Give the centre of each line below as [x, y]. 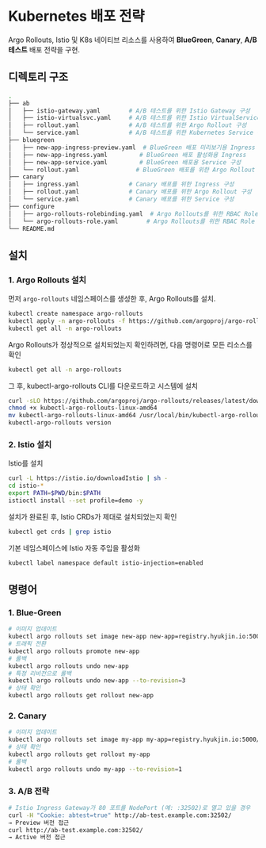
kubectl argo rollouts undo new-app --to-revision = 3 [97, 681]
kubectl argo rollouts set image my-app [76, 740]
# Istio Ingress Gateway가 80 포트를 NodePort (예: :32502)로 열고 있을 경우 [129, 808]
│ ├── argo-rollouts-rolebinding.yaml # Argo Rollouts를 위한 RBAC [125, 214]
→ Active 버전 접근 [37, 838]
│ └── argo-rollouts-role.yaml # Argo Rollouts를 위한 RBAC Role [132, 221]
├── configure [32, 206]
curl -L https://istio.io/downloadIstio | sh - [88, 478]
